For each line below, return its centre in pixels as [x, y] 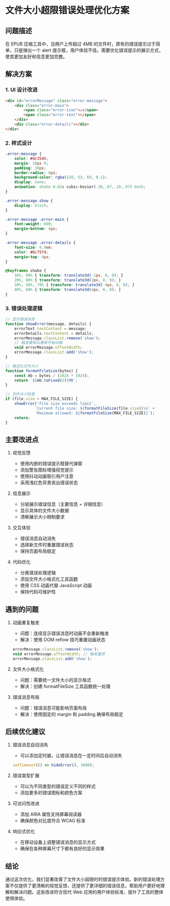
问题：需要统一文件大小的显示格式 [56, 680]
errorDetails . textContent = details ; [54, 333]
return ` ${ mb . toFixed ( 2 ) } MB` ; [46, 380]
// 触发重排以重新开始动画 [38, 343]
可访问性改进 [26, 803]
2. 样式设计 [19, 143]
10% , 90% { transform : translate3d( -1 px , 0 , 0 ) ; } [69, 276]
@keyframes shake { [26, 271]
